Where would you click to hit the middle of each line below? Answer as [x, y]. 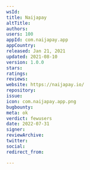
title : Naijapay [26, 17]
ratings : [17, 74]
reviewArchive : [25, 135]
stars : [14, 68]
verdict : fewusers [29, 118]
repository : [21, 90]
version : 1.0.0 [25, 62]
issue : [14, 96]
